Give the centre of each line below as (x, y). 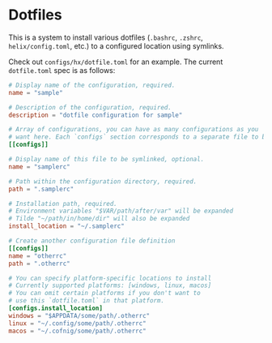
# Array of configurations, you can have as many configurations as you (134, 130)
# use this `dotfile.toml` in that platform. (86, 301)
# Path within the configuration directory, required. (103, 181)
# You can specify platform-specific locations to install (110, 278)
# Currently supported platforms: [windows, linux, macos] (110, 285)
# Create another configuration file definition (92, 241)
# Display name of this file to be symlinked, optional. (106, 160)
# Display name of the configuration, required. (92, 85)
